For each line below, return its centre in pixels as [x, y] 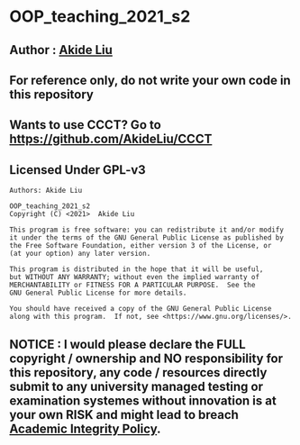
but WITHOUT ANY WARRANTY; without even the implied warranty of [134, 277]
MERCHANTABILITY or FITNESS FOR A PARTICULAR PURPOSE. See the [132, 286]
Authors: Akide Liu [46, 191]
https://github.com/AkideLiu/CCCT [111, 139]
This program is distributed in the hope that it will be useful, [136, 269]
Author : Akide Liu [61, 50]
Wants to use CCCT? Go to [86, 125]
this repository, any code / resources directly [138, 372]
